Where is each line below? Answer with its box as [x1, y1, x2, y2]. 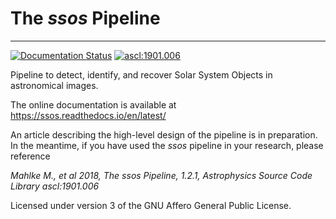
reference [10, 150, 51, 162]
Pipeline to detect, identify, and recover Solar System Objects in [10, 68, 273, 81]
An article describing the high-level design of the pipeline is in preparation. [10, 128, 318, 141]
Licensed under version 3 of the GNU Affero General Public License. [10, 199, 292, 211]
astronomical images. [10, 79, 99, 91]
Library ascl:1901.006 [10, 180, 100, 192]
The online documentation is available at [10, 98, 177, 111]
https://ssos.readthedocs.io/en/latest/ [10, 109, 167, 121]
